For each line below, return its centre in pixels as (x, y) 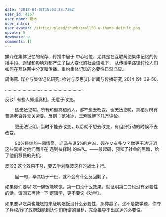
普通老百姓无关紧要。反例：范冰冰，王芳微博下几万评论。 (63, 116)
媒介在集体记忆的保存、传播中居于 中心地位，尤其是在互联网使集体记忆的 (79, 56)
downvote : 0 (17, 37)
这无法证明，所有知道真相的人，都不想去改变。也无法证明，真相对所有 (86, 109)
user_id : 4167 (20, 14)
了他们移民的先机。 (25, 155)
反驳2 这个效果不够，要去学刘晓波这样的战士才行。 (57, 166)
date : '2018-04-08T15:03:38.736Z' (41, 10)
